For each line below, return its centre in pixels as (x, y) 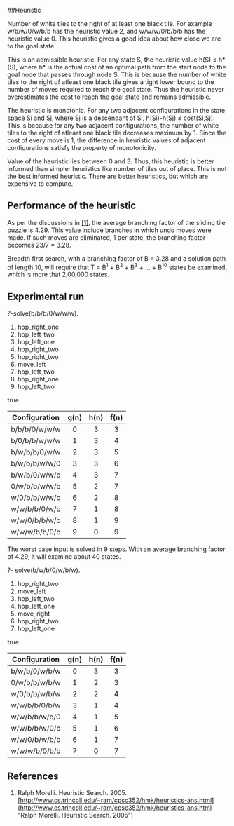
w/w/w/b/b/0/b (36, 532)
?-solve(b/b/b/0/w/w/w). (43, 313)
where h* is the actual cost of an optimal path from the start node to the (123, 67)
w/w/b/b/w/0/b (36, 729)
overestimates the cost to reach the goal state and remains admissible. (109, 97)
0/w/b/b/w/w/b (36, 487)
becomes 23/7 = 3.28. (39, 245)
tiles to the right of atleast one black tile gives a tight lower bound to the (111, 82)
